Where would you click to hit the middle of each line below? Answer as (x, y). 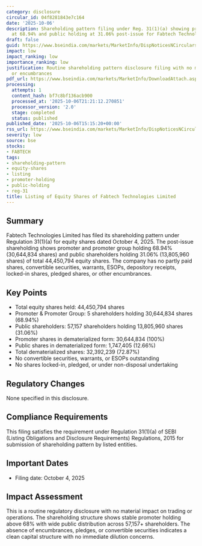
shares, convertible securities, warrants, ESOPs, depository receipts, (91, 267)
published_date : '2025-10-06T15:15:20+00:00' (64, 124)
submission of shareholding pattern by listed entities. (72, 444)
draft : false (23, 40)
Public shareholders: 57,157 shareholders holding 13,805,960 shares (99, 326)
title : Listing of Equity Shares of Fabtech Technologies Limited (91, 196)
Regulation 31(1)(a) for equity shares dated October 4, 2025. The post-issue (100, 242)
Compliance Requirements (57, 417)
